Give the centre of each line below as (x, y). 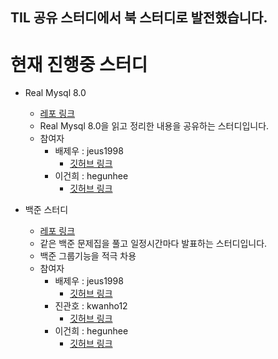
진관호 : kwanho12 (91, 306)
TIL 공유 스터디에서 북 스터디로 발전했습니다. (139, 18)
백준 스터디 (46, 210)
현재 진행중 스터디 (79, 64)
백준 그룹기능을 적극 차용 (88, 256)
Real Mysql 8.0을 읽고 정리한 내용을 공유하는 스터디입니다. (154, 126)
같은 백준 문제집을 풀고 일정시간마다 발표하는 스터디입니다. (153, 244)
